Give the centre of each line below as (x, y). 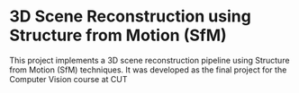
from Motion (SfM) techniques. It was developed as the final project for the (148, 70)
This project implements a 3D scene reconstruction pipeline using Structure (149, 60)
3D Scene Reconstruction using (131, 17)
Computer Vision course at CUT (68, 79)
